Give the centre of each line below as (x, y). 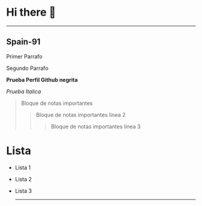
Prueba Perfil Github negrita (42, 80)
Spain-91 (23, 42)
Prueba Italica (24, 91)
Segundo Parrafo (27, 68)
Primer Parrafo (24, 56)
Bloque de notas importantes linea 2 (81, 114)
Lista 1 (23, 167)
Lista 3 (23, 191)
